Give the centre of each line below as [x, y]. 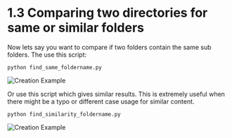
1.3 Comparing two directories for [108, 13]
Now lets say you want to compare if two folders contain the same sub [110, 47]
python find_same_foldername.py [54, 67]
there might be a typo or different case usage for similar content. [101, 101]
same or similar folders [76, 28]
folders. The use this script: [47, 55]
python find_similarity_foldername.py [64, 114]
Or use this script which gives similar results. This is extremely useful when [116, 94]
